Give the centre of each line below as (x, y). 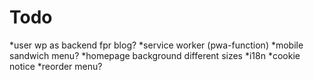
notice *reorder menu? (56, 66)
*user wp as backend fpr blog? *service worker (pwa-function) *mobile (156, 45)
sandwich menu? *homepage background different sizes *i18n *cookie (155, 55)
